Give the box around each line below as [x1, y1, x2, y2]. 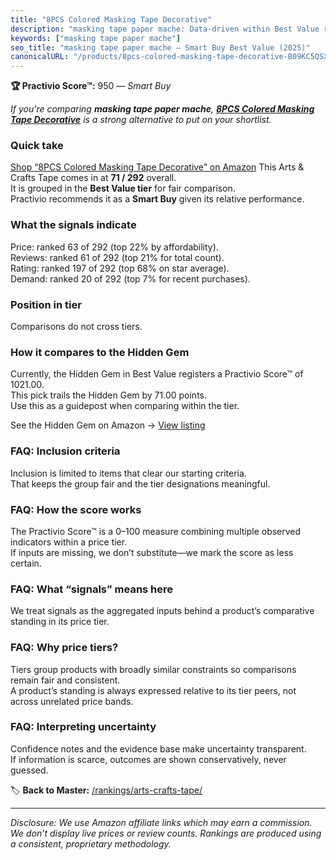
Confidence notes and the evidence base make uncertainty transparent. [10, 742, 307, 755]
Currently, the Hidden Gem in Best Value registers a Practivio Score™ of [10, 368, 304, 380]
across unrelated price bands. [10, 695, 134, 707]
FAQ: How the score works [10, 502, 142, 516]
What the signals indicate [10, 218, 137, 232]
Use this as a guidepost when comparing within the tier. [10, 400, 240, 412]
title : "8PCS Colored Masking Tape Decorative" [10, 14, 213, 25]
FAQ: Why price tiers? [10, 641, 119, 655]
